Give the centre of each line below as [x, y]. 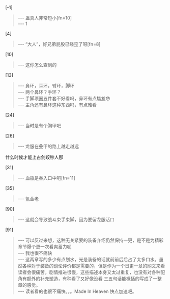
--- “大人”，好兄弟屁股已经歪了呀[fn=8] [59, 44]
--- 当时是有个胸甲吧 [39, 125]
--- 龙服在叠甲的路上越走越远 [48, 146]
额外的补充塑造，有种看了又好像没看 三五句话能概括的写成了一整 [94, 279]
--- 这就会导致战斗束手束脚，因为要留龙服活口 [66, 220]
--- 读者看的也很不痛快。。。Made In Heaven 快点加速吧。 [77, 291]
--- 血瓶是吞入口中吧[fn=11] [46, 178]
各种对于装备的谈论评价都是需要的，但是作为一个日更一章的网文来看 [94, 266]
